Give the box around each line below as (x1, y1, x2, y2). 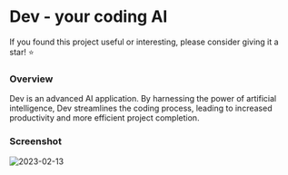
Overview (9, 73, 54, 85)
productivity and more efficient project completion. (9, 112, 200, 123)
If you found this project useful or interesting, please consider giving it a (9, 36, 279, 47)
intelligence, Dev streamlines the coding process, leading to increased (9, 102, 273, 114)
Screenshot (9, 135, 62, 148)
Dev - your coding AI (9, 6, 168, 27)
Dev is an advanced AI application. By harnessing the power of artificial (9, 93, 277, 104)
